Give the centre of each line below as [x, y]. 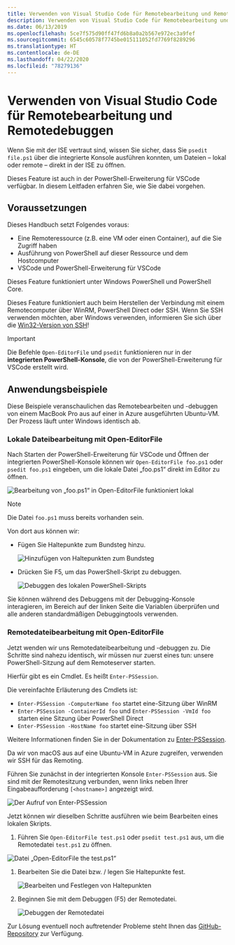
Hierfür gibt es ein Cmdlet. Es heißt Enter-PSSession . [83, 676]
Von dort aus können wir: [43, 531]
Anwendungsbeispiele [58, 389]
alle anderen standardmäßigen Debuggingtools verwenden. [93, 614]
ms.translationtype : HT [42, 46]
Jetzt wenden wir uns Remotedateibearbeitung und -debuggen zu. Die [109, 648]
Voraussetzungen [47, 208]
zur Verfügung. [62, 933]
